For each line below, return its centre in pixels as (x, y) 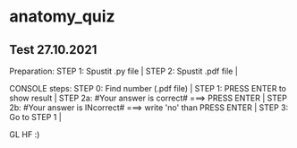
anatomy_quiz (62, 17)
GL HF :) (25, 135)
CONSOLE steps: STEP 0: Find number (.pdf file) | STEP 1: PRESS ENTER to (148, 88)
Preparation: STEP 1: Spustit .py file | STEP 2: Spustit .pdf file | (124, 71)
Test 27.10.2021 (53, 50)
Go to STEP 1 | (36, 117)
